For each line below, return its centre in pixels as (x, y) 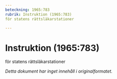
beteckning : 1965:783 (28, 10)
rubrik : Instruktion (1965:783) (38, 14)
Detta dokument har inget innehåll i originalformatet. (59, 71)
